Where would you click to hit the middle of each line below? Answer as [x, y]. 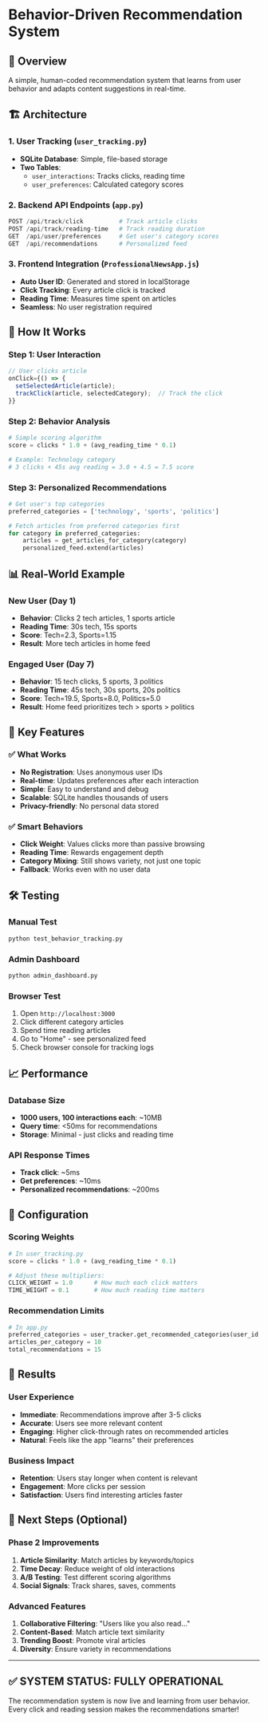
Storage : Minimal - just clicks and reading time [97, 1134]
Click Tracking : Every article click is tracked [93, 290]
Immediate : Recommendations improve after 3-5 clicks [110, 1414]
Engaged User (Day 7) [51, 664]
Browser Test [35, 996]
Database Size [37, 1100]
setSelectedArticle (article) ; [65, 386]
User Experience [41, 1397]
